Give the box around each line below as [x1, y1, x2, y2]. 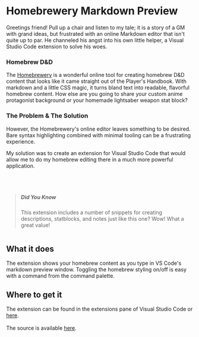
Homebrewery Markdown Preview [6, 4, 178, 18]
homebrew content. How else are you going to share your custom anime [6, 91, 183, 98]
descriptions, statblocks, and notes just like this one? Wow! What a [20, 215, 184, 222]
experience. [6, 138, 36, 145]
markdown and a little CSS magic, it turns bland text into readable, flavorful [6, 84, 190, 91]
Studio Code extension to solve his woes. [6, 43, 108, 50]
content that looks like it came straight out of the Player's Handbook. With [6, 78, 187, 85]
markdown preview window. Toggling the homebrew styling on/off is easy [6, 266, 187, 273]
